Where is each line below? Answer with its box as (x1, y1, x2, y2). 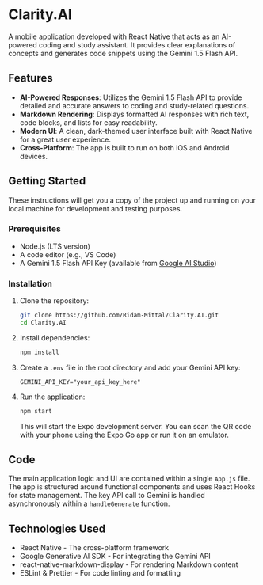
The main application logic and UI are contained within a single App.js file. (8, 473, 250, 484)
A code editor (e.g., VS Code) (19, 249, 116, 259)
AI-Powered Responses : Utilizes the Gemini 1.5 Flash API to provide (19, 93, 242, 102)
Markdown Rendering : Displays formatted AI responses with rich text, (19, 109, 250, 119)
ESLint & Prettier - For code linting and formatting (19, 568, 181, 578)
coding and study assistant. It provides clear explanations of (38, 40, 236, 49)
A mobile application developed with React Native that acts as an (8, 32, 220, 41)
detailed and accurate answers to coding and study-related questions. (19, 101, 250, 110)
